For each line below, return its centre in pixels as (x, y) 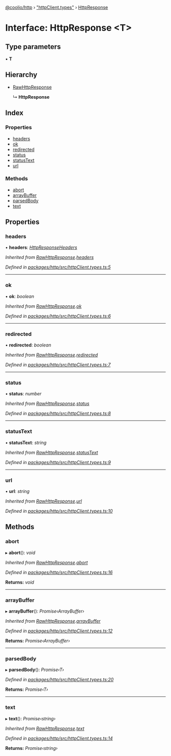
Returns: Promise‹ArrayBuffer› (38, 641)
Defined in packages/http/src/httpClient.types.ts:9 (58, 462)
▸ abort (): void (20, 553)
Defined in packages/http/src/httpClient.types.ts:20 (60, 680)
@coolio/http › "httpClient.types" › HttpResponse (57, 7)
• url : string (17, 491)
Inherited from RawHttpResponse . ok (44, 306)
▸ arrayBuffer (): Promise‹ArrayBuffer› (45, 611)
